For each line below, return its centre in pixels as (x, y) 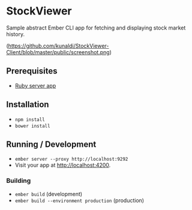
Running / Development (51, 144)
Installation (28, 104)
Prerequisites (32, 71)
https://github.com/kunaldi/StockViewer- (58, 46)
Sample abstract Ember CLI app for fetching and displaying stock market (96, 28)
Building (19, 181)
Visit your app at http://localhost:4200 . (63, 165)
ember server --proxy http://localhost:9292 (71, 159)
